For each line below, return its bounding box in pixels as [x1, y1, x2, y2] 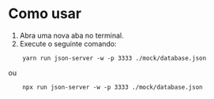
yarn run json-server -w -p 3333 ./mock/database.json [22, 54, 207, 62]
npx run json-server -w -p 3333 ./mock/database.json [22, 83, 203, 91]
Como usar [8, 5, 82, 23]
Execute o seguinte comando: [19, 38, 117, 48]
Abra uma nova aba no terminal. [19, 31, 124, 40]
